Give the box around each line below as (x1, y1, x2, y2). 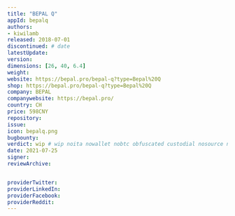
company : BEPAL (7, 88, 52, 95)
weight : (7, 69, 30, 76)
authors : (7, 23, 33, 30)
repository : (7, 114, 42, 121)
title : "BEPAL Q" (7, 10, 58, 18)
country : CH (7, 102, 42, 109)
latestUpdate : (7, 50, 49, 57)
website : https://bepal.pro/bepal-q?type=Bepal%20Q (7, 75, 161, 83)
